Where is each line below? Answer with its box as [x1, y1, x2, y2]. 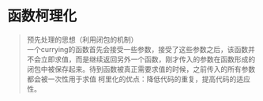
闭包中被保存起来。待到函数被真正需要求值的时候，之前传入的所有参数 [26, 64, 256, 73]
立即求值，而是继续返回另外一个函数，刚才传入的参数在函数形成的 [40, 54, 256, 64]
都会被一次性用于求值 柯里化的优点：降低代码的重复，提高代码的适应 [26, 74, 250, 84]
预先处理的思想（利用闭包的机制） [26, 35, 138, 44]
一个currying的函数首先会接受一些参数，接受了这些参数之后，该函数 [26, 44, 249, 54]
